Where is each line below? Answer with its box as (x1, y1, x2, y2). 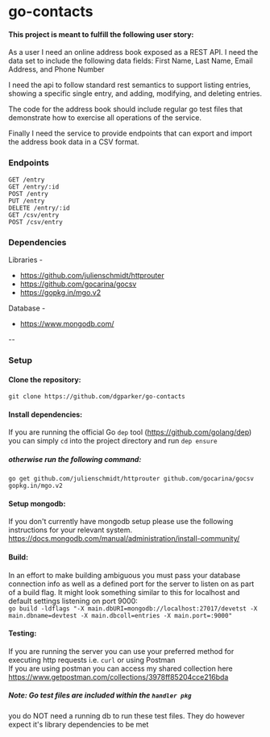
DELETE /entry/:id (8, 204, 70, 212)
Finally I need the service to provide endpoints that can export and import (8, 128, 252, 139)
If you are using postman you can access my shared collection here (8, 664, 234, 673)
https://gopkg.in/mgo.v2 (19, 287, 102, 297)
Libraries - (8, 255, 43, 264)
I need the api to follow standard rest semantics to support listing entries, (8, 80, 251, 90)
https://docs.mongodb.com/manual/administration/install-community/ (8, 534, 240, 543)
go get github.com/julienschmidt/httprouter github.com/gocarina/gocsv (8, 475, 254, 483)
